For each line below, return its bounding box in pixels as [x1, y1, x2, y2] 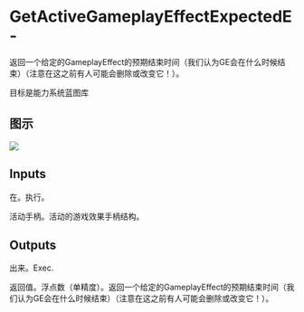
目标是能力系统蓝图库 [9, 87, 89, 98]
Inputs [9, 166, 47, 182]
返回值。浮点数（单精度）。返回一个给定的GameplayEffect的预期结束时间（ [9, 282, 287, 293]
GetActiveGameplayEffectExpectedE [9, 6, 292, 27]
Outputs [9, 237, 57, 252]
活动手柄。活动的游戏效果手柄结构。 [9, 211, 145, 222]
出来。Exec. [9, 262, 54, 273]
